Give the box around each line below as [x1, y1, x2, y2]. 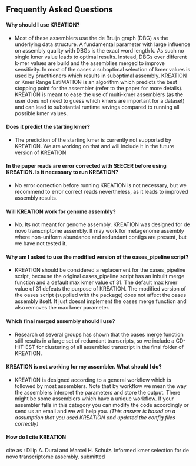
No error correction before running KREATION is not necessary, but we [14, 182, 187, 188]
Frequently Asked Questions [6, 5, 114, 15]
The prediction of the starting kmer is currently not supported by [14, 136, 172, 144]
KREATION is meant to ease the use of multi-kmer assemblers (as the [14, 91, 184, 98]
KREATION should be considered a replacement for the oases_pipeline [14, 266, 186, 273]
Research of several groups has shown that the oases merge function [14, 331, 184, 338]
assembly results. [14, 194, 58, 201]
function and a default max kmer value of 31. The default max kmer [14, 279, 178, 286]
